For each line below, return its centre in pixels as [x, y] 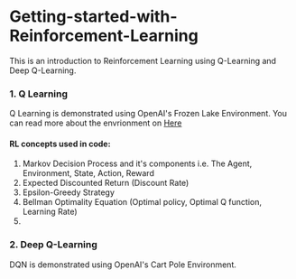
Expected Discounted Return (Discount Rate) [106, 183]
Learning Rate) [50, 212]
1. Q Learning [39, 94]
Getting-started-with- [93, 17]
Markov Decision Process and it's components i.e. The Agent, [137, 163]
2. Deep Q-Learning [53, 245]
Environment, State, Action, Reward [88, 173]
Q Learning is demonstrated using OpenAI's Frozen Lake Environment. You [148, 114]
